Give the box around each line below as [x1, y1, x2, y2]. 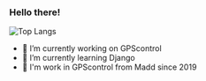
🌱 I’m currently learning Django [21, 53, 135, 63]
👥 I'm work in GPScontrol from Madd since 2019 [21, 62, 197, 72]
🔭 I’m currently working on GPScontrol [21, 43, 162, 54]
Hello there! [9, 6, 61, 18]
